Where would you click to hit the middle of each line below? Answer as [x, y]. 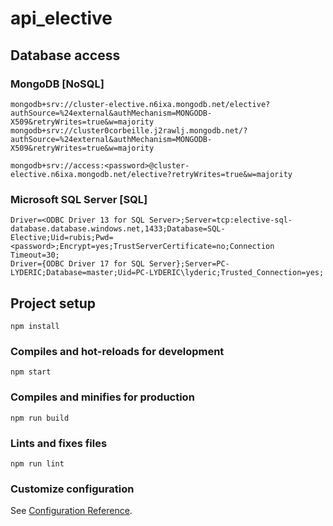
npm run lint [37, 463]
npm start [31, 372]
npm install [35, 326]
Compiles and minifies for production [102, 397]
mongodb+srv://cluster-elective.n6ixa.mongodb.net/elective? [140, 104]
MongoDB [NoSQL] [57, 84]
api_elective [61, 18]
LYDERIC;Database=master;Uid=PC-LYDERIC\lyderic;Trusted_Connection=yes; [167, 273]
